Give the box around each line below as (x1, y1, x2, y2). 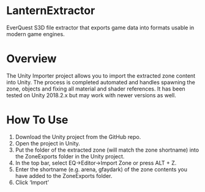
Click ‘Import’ (15, 179, 49, 186)
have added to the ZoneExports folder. (15, 172, 113, 179)
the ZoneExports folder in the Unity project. (15, 152, 125, 160)
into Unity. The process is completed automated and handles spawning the (6, 78, 196, 86)
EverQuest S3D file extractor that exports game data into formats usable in (6, 24, 195, 31)
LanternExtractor (6, 4, 95, 18)
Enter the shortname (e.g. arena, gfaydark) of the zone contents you (15, 166, 188, 173)
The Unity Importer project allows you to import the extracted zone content (6, 72, 196, 79)
